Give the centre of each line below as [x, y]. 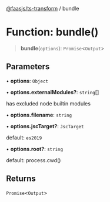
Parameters [28, 67]
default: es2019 [24, 138]
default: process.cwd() [34, 160]
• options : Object [27, 81]
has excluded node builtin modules [49, 103]
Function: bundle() [52, 32]
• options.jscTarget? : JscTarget [45, 126]
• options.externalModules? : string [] [53, 92]
